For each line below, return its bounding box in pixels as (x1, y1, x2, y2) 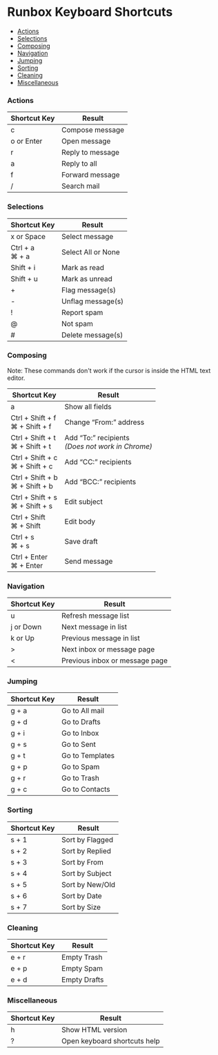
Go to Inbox (61, 728, 99, 738)
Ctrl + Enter (10, 552, 48, 562)
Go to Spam (61, 762, 100, 772)
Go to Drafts (61, 717, 101, 727)
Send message (64, 556, 113, 566)
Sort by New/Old (61, 880, 116, 889)
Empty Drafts (61, 975, 104, 985)
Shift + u (10, 274, 38, 283)
